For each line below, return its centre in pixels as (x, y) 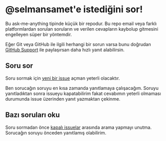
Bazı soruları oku (33, 115)
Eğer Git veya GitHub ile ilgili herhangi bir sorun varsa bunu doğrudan (78, 44)
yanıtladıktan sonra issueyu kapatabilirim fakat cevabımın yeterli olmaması (83, 93)
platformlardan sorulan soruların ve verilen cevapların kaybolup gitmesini (82, 29)
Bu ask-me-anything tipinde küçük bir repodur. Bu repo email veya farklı (81, 24)
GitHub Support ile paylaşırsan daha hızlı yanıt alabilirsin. (65, 50)
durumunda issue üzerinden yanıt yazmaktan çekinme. (63, 99)
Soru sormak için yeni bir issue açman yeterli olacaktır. (63, 78)
